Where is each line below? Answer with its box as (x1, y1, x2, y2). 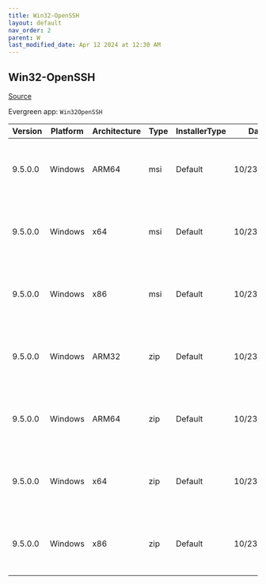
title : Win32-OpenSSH (8, 11, 80, 20)
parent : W (8, 33, 41, 42)
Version (12, 125, 43, 136)
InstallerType (175, 125, 227, 136)
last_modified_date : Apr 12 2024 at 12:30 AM (8, 41, 161, 49)
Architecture (92, 125, 141, 136)
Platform (50, 125, 85, 136)
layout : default (8, 19, 62, 27)
